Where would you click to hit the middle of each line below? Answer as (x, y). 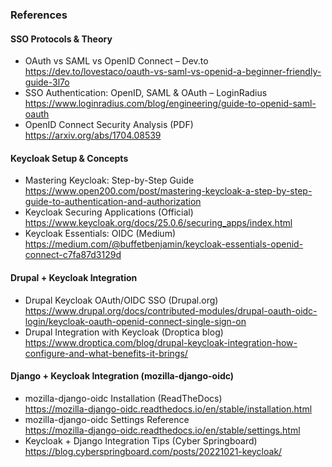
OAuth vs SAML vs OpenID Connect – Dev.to (116, 61)
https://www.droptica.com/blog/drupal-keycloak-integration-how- (161, 342)
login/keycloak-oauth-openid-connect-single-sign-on (135, 321)
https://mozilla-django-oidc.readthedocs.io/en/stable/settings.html (162, 430)
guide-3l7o (47, 82)
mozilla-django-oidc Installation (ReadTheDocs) (123, 398)
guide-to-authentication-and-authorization (113, 202)
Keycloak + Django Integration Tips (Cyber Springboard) (141, 440)
